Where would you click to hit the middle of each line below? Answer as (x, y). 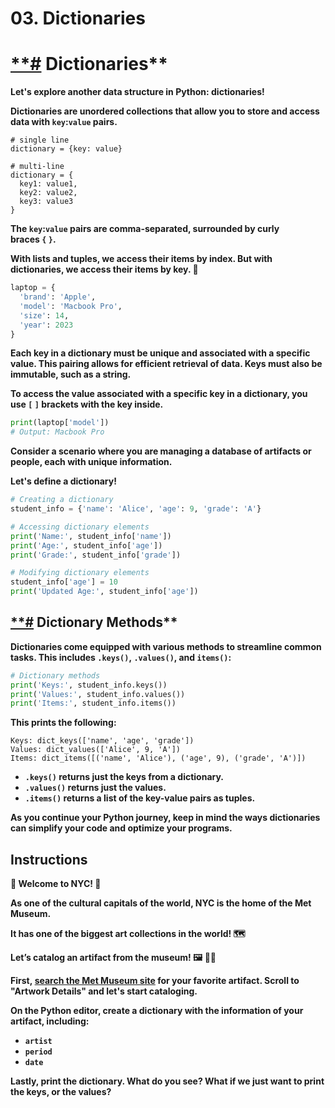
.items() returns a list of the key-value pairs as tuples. (140, 798)
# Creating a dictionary (62, 500)
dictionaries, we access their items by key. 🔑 (104, 269)
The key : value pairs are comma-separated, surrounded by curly (145, 229)
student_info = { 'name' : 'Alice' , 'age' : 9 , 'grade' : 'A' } (136, 509)
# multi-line (37, 167)
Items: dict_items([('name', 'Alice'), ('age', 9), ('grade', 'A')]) (158, 758)
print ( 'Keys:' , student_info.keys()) (89, 685)
